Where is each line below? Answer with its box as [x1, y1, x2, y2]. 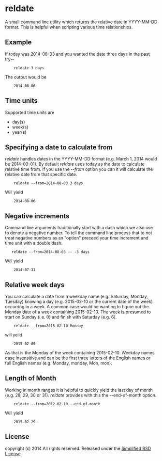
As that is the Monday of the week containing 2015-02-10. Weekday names [5, 350, 155, 355]
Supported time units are [5, 110, 55, 115]
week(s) [12, 124, 29, 130]
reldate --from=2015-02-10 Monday [14, 323, 83, 328]
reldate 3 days [14, 65, 44, 70]
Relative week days [5, 281, 65, 289]
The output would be [5, 74, 47, 80]
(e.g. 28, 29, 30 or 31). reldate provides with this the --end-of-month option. [5, 392, 157, 398]
